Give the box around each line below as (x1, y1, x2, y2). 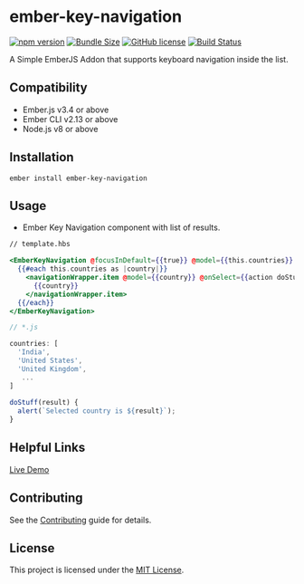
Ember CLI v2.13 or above (22, 113, 119, 124)
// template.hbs (9, 240, 71, 249)
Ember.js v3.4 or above (22, 104, 109, 115)
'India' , (17, 348, 51, 357)
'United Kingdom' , (17, 364, 88, 373)
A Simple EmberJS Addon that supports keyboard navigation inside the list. (9, 53, 289, 64)
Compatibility (9, 80, 88, 96)
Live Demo (9, 464, 50, 474)
